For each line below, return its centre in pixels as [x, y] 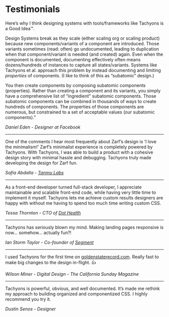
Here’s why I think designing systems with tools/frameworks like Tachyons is [84, 23]
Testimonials [33, 9]
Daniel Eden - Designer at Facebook [43, 127]
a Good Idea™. [20, 28]
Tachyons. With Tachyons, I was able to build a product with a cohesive [79, 152]
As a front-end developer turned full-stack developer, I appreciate [73, 187]
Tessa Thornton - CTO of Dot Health [43, 213]
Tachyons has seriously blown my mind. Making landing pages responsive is [84, 227]
